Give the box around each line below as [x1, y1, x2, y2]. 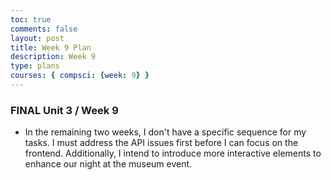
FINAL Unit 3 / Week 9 [10, 103, 119, 117]
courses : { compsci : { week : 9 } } [10, 71, 150, 81]
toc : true [10, 14, 52, 25]
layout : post [10, 33, 65, 43]
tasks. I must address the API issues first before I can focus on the [24, 137, 299, 149]
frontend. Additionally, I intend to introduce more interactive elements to [24, 147, 322, 160]
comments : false [10, 24, 78, 34]
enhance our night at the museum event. [24, 158, 193, 170]
